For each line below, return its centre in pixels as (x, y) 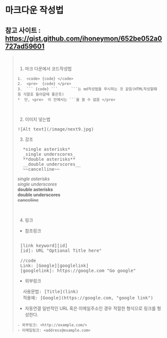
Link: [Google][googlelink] (54, 266)
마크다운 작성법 (34, 10)
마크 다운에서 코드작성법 (48, 69)
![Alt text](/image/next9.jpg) (56, 129)
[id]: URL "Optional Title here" (61, 251)
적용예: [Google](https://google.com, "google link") (88, 298)
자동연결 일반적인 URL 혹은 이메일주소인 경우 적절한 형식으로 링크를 (90, 308)
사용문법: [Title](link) (51, 292)
